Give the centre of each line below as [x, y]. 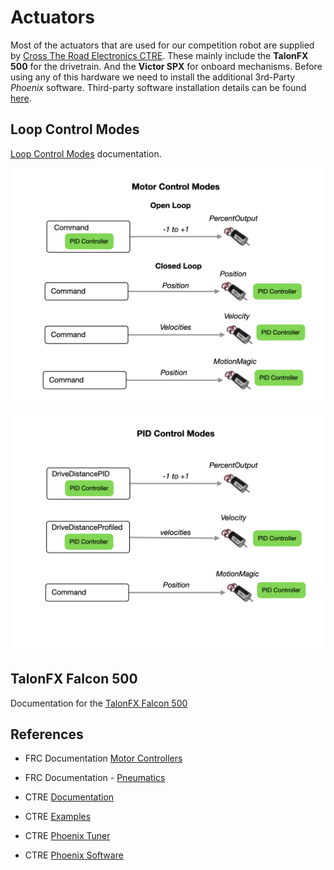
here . [21, 98]
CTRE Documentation [69, 797]
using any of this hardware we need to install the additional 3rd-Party [153, 77]
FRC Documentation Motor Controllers [103, 758]
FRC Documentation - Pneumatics [95, 778]
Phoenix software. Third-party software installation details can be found [158, 87]
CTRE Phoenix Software [74, 855]
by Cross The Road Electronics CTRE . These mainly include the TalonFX [159, 55]
